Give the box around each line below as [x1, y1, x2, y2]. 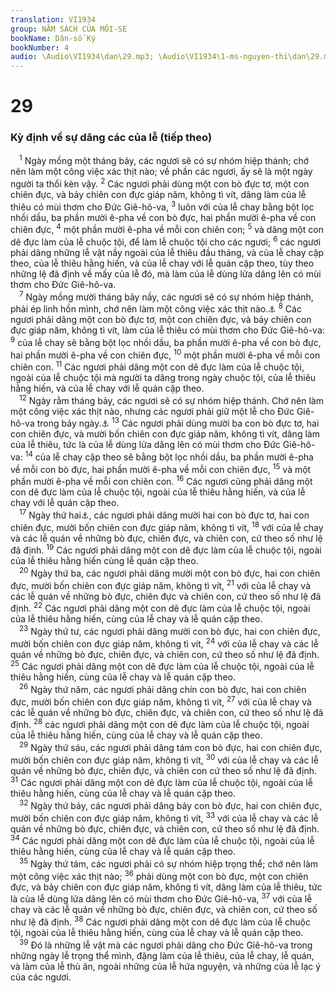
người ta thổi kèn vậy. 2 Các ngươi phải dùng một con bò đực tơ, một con [10, 176, 310, 190]
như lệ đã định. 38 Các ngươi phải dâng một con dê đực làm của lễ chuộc [10, 914, 311, 928]
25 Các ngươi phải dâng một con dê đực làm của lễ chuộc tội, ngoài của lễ [10, 659, 315, 673]
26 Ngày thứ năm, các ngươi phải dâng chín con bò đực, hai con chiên [19, 682, 307, 696]
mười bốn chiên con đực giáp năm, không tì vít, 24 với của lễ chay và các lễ [10, 636, 319, 650]
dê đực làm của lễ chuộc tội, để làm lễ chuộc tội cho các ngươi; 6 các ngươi [10, 234, 322, 248]
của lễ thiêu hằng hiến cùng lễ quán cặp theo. [10, 555, 199, 567]
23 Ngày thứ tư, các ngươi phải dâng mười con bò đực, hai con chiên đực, [19, 624, 321, 638]
